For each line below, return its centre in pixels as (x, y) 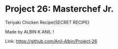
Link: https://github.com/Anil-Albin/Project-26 (51, 41)
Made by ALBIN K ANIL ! (30, 32)
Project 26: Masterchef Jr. (59, 9)
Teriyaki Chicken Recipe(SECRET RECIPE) (47, 22)
